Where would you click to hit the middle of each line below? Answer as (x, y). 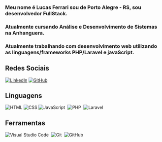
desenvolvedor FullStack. (36, 13)
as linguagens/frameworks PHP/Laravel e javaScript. (70, 52)
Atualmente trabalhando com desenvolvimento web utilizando (81, 46)
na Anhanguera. (25, 33)
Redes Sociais (27, 68)
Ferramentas (25, 123)
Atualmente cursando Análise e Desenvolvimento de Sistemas (81, 27)
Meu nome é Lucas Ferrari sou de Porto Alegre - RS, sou (73, 7)
